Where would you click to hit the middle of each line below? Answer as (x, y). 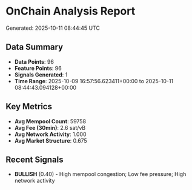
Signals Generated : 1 (41, 75)
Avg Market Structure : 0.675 (51, 140)
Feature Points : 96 (38, 68)
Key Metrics (29, 107)
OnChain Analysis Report (71, 11)
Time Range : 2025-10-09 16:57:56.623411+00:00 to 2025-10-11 (94, 81)
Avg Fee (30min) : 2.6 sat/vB (50, 127)
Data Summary (35, 47)
